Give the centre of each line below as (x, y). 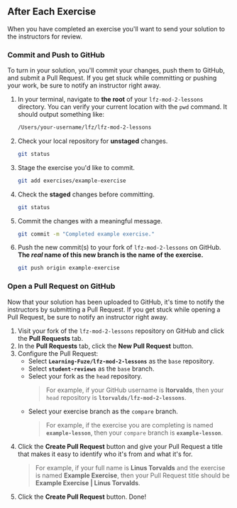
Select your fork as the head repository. (85, 376)
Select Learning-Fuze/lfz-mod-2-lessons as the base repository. (121, 361)
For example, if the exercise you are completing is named (129, 425)
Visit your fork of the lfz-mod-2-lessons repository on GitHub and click (121, 331)
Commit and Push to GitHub (56, 55)
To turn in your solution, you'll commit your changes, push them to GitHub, (116, 70)
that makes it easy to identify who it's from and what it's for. (105, 454)
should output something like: (61, 115)
